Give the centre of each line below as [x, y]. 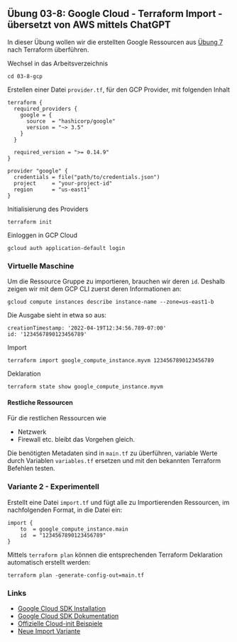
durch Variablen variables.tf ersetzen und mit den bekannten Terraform [114, 461]
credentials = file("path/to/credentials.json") [87, 177]
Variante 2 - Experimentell [53, 486]
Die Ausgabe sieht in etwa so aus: [57, 315]
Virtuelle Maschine [41, 266]
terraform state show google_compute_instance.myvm [85, 387]
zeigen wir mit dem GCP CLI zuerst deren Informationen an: [95, 289]
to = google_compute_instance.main [75, 529]
